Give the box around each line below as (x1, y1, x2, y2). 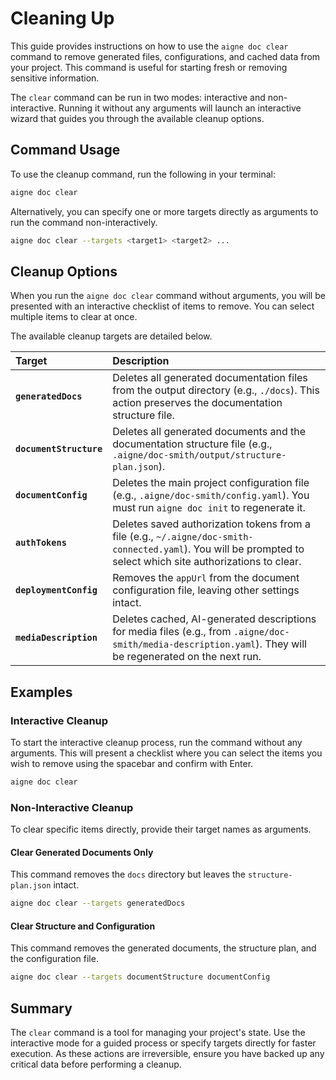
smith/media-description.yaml (112, 639, 257, 651)
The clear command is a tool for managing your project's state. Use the (10, 1027, 306, 1039)
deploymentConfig (15, 585, 98, 596)
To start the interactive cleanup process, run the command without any (10, 737, 303, 748)
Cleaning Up (10, 7, 115, 30)
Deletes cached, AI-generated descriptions (112, 612, 317, 626)
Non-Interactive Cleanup (10, 800, 134, 814)
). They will (255, 637, 307, 651)
